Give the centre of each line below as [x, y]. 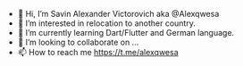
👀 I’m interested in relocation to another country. [107, 23]
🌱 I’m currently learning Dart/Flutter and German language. [126, 33]
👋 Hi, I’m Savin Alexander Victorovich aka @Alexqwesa [118, 14]
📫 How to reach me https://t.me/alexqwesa [98, 52]
